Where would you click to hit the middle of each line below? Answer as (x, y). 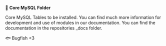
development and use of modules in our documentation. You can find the (80, 23)
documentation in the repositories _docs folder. (54, 28)
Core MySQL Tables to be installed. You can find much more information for (83, 17)
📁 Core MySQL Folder (28, 8)
